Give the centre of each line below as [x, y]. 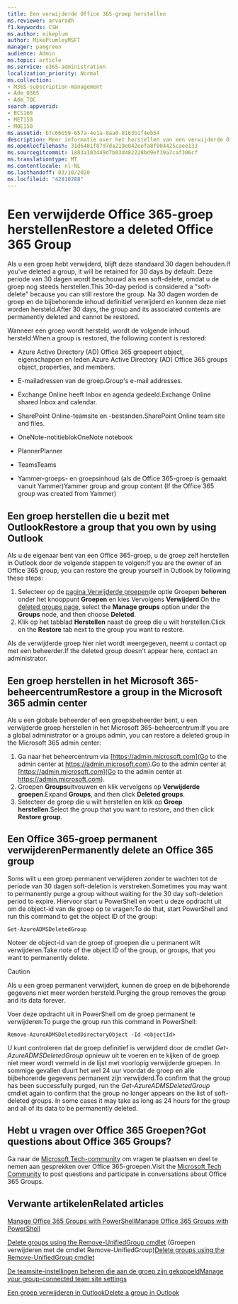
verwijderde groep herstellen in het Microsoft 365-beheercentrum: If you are [118, 728]
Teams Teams [37, 465]
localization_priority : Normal [53, 73]
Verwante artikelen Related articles [86, 1204]
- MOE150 [20, 126]
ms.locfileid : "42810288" [45, 179]
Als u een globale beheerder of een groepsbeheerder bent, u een [102, 720]
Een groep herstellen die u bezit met [89, 516]
